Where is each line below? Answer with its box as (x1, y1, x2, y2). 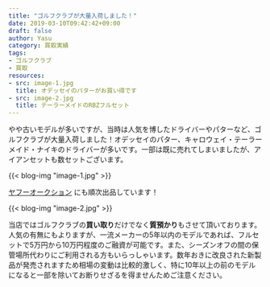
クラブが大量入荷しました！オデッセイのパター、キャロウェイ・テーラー (22, 134, 263, 145)
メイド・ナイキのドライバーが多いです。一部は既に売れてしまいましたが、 (8, 145, 255, 154)
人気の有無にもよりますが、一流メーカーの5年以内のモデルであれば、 (8, 230, 239, 240)
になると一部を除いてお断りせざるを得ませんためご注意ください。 (8, 270, 227, 280)
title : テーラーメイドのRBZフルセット (15, 101, 131, 109)
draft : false (8, 27, 52, 35)
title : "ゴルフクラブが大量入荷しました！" (8, 11, 137, 20)
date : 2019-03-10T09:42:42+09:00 (8, 19, 121, 27)
